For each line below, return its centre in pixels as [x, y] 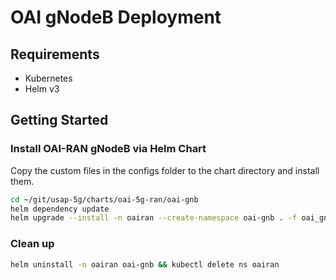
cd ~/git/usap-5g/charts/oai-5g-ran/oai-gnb [104, 199]
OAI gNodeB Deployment [116, 17]
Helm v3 [42, 89]
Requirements [55, 54]
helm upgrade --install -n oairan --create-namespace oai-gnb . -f [154, 218]
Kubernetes [48, 78]
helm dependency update [60, 209]
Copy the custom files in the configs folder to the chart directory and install [165, 170]
